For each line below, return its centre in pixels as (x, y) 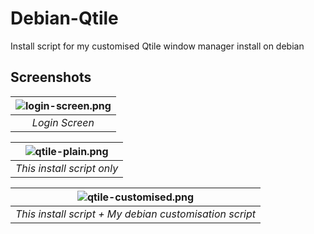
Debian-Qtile (64, 18)
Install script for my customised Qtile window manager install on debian (157, 46)
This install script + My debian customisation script (136, 214)
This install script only (67, 168)
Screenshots (51, 77)
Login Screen (63, 122)
